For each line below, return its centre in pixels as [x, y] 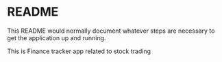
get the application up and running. [57, 37]
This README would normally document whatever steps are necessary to [111, 31]
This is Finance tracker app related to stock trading [79, 51]
